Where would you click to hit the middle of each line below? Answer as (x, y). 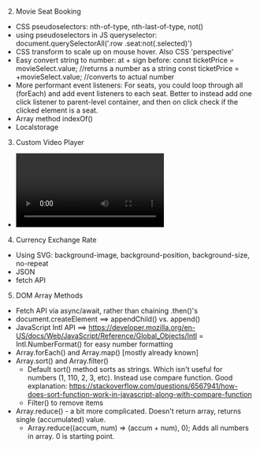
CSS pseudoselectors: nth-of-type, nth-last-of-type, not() (109, 26)
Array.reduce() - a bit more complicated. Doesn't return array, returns (128, 411)
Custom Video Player (50, 142)
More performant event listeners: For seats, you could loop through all (129, 85)
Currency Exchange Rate (56, 240)
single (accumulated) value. (61, 419)
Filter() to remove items (65, 403)
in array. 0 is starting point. (71, 436)
